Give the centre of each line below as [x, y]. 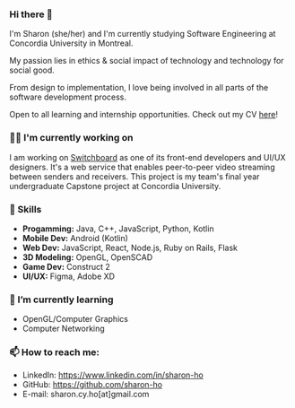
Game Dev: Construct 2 [66, 266]
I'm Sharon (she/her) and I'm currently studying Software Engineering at [143, 34]
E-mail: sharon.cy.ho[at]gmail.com [86, 395]
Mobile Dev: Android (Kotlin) [75, 238]
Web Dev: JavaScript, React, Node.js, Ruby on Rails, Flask [130, 247]
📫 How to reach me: [55, 352]
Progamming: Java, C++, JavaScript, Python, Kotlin [118, 229]
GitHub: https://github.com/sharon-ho [92, 385]
